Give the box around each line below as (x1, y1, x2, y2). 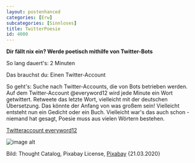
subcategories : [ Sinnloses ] (6, 20, 77, 26)
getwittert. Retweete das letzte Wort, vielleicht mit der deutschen (6, 96, 168, 103)
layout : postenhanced (6, 8, 61, 15)
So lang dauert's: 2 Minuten (6, 60, 75, 67)
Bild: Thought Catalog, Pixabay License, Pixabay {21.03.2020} (6, 150, 161, 158)
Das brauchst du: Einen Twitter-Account (6, 71, 106, 78)
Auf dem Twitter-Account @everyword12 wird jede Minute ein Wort (6, 89, 173, 97)
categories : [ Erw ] (6, 14, 53, 21)
